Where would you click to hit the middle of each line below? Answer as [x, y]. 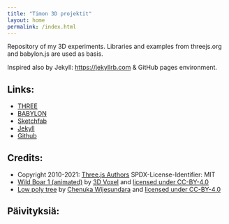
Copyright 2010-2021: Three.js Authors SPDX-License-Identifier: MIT [116, 174]
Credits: [25, 158]
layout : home [26, 20]
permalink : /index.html [42, 27]
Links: [21, 89]
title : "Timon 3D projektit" [50, 14]
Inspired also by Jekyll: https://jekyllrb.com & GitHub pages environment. [112, 68]
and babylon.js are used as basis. [55, 54]
